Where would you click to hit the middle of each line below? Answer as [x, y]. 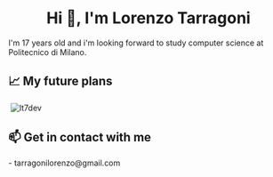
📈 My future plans [60, 81]
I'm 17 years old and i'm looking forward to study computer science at [136, 43]
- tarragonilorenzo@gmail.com [64, 163]
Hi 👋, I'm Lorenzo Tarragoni [149, 18]
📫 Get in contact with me [80, 137]
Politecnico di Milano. [48, 52]
